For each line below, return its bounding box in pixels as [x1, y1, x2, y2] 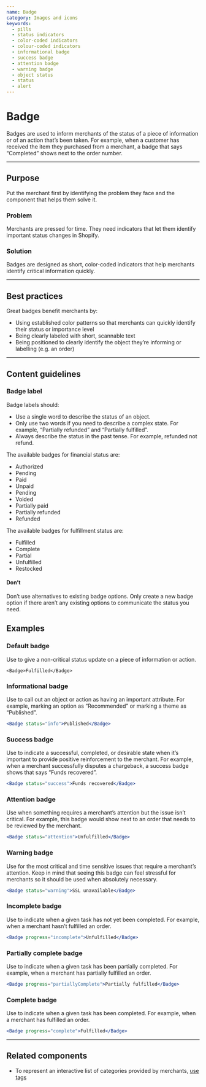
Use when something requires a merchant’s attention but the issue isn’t [6, 809, 186, 816]
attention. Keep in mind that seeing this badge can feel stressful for [6, 869, 176, 876]
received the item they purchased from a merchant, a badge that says [6, 142, 183, 150]
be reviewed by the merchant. [6, 822, 82, 829]
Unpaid [15, 482, 34, 490]
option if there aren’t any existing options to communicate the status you [6, 599, 189, 606]
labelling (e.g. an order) [15, 345, 75, 353]
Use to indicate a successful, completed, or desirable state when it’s [6, 749, 179, 757]
